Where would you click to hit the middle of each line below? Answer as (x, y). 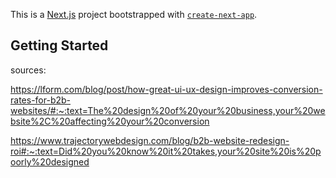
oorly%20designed (50, 161)
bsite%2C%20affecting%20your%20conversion (110, 121)
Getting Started (59, 45)
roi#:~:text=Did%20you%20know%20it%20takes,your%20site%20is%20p (166, 151)
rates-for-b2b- (41, 100)
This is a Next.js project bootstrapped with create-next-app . (134, 14)
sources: (28, 70)
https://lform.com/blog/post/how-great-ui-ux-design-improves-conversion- (166, 89)
